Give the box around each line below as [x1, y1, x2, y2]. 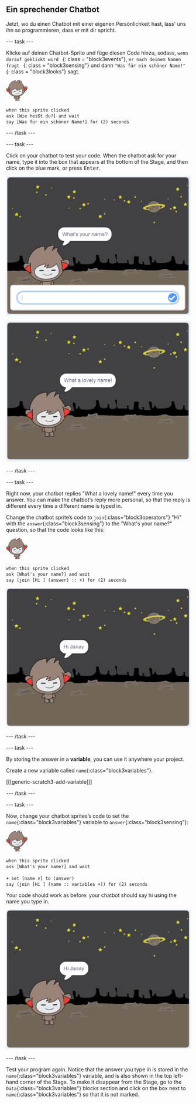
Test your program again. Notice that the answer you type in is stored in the [6, 1065, 188, 1073]
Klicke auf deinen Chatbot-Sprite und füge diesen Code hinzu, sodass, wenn [6, 49, 188, 56]
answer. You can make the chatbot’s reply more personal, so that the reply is [6, 496, 191, 503]
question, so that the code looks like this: [6, 526, 105, 533]
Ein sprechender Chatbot [6, 5, 99, 15]
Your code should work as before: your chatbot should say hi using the [6, 892, 177, 899]
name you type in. [6, 898, 50, 905]
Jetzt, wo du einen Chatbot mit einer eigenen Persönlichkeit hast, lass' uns [6, 20, 186, 27]
